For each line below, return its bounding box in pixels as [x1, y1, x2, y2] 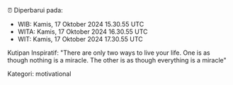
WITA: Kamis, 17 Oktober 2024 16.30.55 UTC [17, 27, 148, 36]
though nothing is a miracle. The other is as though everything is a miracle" [7, 56, 227, 64]
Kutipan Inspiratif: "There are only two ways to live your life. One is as [7, 48, 210, 57]
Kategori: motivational [7, 70, 72, 78]
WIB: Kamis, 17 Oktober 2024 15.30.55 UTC [17, 20, 144, 28]
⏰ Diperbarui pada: [7, 6, 64, 14]
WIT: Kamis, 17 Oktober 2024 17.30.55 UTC [17, 35, 143, 43]
